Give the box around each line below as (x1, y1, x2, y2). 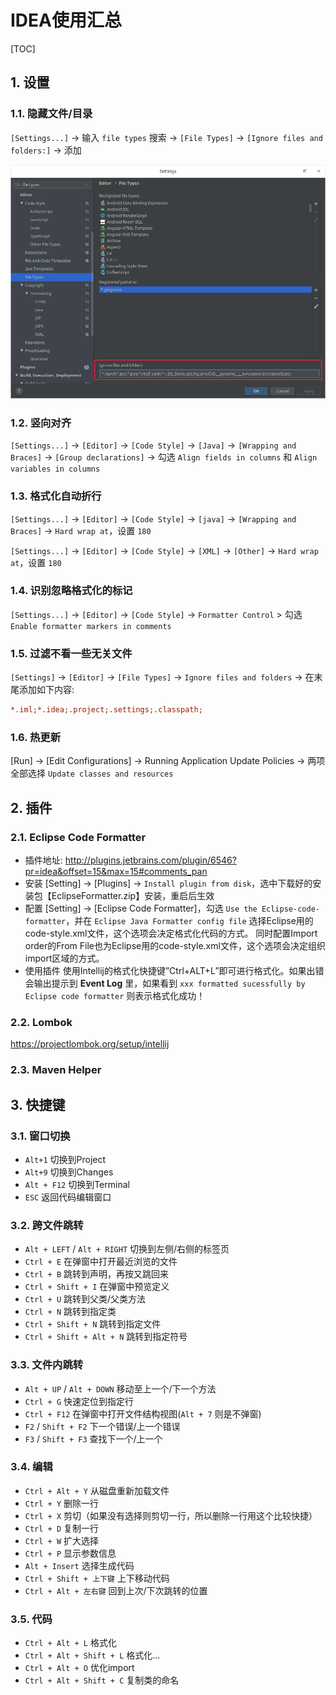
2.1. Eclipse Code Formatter (10, 830, 147, 844)
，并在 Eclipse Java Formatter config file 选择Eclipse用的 (65, 915, 314, 926)
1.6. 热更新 (10, 730, 62, 744)
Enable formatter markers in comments (10, 621, 172, 631)
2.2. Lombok (10, 1015, 73, 1029)
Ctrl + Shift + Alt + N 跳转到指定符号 (24, 1331, 188, 1343)
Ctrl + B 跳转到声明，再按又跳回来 (24, 1268, 170, 1280)
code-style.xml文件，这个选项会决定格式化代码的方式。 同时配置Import (24, 927, 318, 939)
